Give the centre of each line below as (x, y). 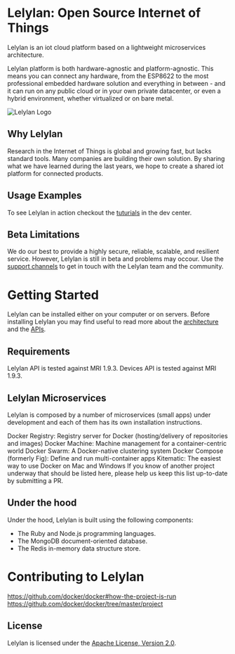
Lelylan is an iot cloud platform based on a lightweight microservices (107, 47)
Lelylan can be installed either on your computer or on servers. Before (109, 314)
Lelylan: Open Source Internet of (104, 13)
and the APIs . (27, 329)
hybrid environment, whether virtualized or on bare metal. (90, 98)
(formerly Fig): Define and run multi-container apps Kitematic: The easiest (114, 458)
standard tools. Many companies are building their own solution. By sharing (116, 158)
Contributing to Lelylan (76, 576)
